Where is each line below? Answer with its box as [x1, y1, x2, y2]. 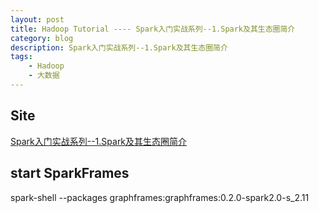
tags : [10, 52, 33, 62]
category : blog [10, 33, 74, 43]
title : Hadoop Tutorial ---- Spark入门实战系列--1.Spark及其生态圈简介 [10, 24, 296, 34]
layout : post [10, 14, 65, 25]
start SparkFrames [10, 165, 130, 182]
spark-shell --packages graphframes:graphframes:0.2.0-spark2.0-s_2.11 [10, 191, 310, 203]
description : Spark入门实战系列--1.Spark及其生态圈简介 [10, 42, 228, 53]
